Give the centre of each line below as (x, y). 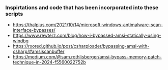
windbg (21, 41)
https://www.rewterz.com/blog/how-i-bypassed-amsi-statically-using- (87, 36)
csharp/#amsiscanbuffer (38, 51)
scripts (14, 14)
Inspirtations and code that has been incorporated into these (82, 8)
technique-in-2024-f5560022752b (49, 62)
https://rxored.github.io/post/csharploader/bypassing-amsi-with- (81, 46)
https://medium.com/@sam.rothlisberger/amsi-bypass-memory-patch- (87, 57)
